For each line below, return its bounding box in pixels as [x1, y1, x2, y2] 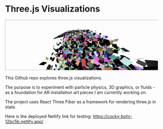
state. [5, 104, 16, 110]
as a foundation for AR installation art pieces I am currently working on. [5, 90, 147, 96]
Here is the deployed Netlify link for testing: [5, 113, 92, 119]
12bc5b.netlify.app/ [5, 119, 44, 125]
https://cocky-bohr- [93, 113, 132, 119]
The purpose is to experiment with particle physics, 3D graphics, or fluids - [5, 84, 155, 90]
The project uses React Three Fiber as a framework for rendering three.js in [5, 99, 156, 105]
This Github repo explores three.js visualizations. [5, 75, 103, 81]
